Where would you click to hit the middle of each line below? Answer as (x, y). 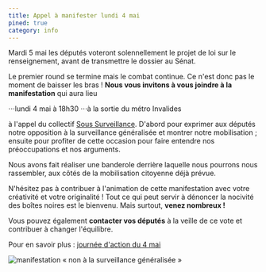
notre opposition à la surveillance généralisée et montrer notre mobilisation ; (133, 132)
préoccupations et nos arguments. (64, 149)
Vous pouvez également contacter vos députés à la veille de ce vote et (125, 221)
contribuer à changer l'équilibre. (61, 229)
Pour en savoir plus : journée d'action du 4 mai (85, 245)
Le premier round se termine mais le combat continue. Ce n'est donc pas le (131, 77)
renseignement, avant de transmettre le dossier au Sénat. (102, 61)
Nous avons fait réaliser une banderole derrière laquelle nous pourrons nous (133, 165)
